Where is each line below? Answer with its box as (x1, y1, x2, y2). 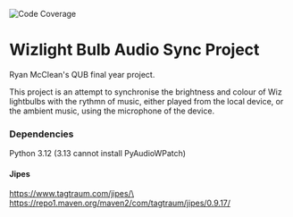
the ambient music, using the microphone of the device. (9, 105, 215, 116)
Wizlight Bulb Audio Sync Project (9, 40, 260, 60)
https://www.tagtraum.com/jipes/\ (9, 188, 134, 199)
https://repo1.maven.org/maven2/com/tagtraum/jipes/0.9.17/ (9, 197, 230, 209)
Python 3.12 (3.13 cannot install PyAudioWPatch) (9, 148, 186, 159)
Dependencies (9, 128, 74, 140)
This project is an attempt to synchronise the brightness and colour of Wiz (9, 86, 283, 97)
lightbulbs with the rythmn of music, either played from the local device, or (9, 96, 284, 106)
